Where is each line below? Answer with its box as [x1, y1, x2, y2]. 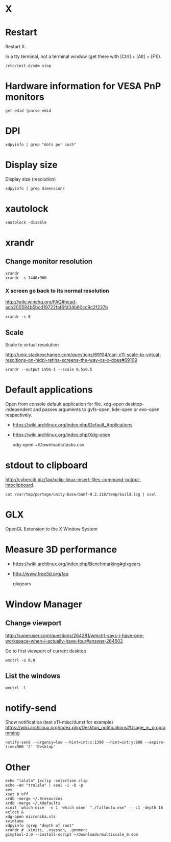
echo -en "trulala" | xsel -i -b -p [5, 783, 83, 788]
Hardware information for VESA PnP [5, 80, 161, 92]
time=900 [5, 744, 24, 750]
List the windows [5, 672, 61, 681]
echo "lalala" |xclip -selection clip [5, 778, 88, 784]
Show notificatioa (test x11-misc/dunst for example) [5, 719, 113, 725]
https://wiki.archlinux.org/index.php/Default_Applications [12, 421, 133, 428]
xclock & [5, 810, 24, 815]
